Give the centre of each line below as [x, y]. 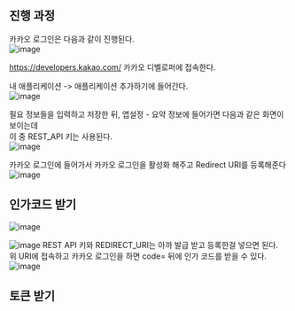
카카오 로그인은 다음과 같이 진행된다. [72, 39]
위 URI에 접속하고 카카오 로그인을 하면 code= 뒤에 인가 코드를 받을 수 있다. [138, 256]
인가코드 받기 [43, 205]
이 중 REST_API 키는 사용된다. [61, 136]
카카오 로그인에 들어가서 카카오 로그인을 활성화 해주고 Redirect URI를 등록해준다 [147, 164]
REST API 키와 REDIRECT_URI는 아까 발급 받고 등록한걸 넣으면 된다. [161, 245]
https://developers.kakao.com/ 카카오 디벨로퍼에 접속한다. [113, 67]
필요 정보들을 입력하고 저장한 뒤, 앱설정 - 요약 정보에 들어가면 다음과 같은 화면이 [147, 114]
